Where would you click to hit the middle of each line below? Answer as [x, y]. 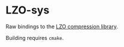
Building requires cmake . [35, 38]
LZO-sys [28, 10]
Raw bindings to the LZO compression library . [62, 26]
